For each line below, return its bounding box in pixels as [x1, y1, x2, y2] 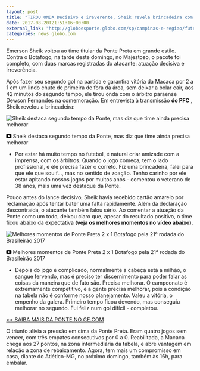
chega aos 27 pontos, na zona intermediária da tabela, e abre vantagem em [6, 341, 192, 348]
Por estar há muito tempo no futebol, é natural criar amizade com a [14, 150, 180, 158]
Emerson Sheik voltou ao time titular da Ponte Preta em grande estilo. [6, 47, 177, 54]
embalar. [6, 359, 28, 367]
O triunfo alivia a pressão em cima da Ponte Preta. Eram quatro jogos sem [6, 327, 187, 335]
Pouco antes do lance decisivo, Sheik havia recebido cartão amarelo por [6, 194, 184, 201]
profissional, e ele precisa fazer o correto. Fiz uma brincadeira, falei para [14, 163, 193, 171]
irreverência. [6, 66, 37, 73]
